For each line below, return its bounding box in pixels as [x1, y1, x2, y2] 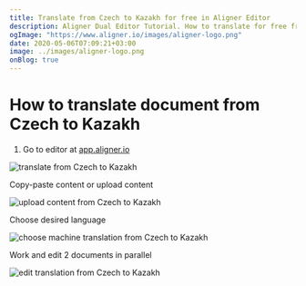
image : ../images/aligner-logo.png [9, 47, 145, 56]
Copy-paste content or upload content [9, 179, 154, 190]
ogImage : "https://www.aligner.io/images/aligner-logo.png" [9, 30, 243, 39]
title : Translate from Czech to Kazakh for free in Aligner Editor [9, 13, 271, 23]
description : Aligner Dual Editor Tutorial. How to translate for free [9, 22, 287, 31]
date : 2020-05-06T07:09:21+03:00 [9, 38, 137, 48]
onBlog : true [9, 55, 59, 64]
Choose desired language [9, 214, 107, 225]
